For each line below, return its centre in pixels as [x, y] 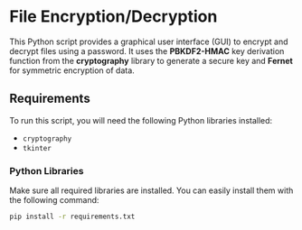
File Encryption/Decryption [113, 17]
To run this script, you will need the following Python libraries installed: [141, 120]
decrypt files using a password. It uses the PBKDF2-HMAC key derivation [147, 51]
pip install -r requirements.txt [72, 217]
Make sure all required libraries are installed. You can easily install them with [151, 190]
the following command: [54, 200]
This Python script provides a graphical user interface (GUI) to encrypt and [149, 41]
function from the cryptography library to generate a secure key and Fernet [151, 60]
